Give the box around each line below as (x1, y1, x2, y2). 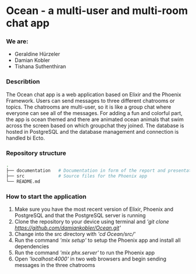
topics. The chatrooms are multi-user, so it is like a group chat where (6, 103, 171, 110)
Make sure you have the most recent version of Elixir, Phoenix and (14, 206, 174, 213)
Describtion (6, 78, 40, 86)
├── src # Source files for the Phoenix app (6, 173, 148, 179)
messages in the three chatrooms (14, 261, 95, 268)
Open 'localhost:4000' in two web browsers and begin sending (14, 255, 167, 262)
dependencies (14, 242, 50, 249)
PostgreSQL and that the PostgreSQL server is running (14, 211, 146, 218)
